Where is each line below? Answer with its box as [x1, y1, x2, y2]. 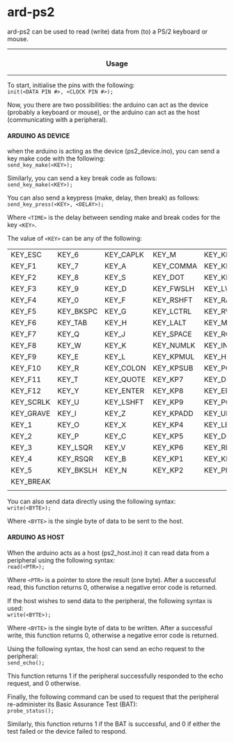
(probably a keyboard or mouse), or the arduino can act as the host [7, 108, 200, 117]
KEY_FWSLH [153, 284, 195, 294]
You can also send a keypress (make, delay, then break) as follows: [7, 193, 200, 202]
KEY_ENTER [104, 386, 145, 396]
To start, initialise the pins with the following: [7, 81, 135, 89]
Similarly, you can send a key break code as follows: [7, 174, 157, 182]
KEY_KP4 [153, 420, 184, 430]
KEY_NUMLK [153, 341, 196, 350]
